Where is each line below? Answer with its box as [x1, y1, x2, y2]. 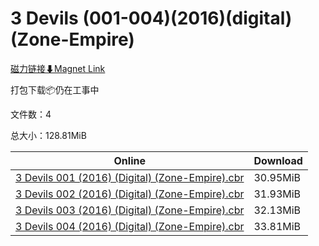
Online [113, 153, 146, 167]
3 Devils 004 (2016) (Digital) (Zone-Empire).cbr [15, 219, 245, 233]
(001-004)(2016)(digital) [82, 7, 293, 30]
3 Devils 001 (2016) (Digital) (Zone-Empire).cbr [15, 170, 245, 184]
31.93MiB [253, 187, 302, 201]
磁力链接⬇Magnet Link [10, 62, 106, 74]
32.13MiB [253, 203, 302, 217]
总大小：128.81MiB [10, 129, 87, 141]
